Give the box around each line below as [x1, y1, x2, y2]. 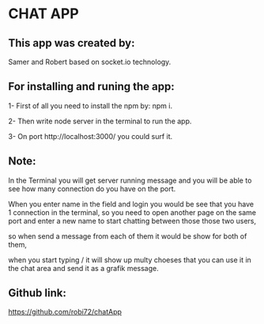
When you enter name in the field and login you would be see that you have [8, 199, 255, 209]
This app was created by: [8, 36, 135, 50]
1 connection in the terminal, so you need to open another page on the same [8, 207, 257, 217]
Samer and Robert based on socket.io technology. [8, 57, 172, 66]
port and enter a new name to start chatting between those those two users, [8, 216, 257, 225]
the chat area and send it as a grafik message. [8, 263, 160, 273]
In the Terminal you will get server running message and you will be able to [8, 175, 252, 185]
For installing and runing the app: [8, 80, 175, 93]
